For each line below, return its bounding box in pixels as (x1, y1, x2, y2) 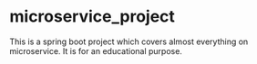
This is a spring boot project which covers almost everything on (9, 36, 249, 47)
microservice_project (9, 6, 176, 27)
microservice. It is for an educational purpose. (9, 45, 182, 56)
